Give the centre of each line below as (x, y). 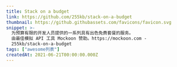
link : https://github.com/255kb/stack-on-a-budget (69, 17)
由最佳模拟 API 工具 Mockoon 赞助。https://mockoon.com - (79, 38)
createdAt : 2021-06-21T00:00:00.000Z (52, 55)
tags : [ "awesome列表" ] (33, 50)
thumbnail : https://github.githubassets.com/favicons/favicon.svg (89, 22)
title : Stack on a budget (38, 11)
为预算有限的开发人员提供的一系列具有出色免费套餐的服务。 (72, 33)
